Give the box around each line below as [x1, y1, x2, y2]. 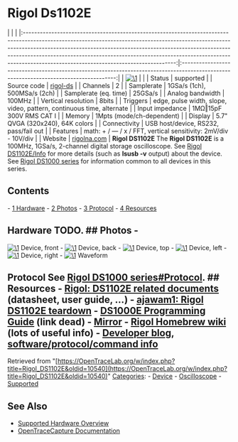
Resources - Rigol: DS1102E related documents [7, 282, 219, 294]
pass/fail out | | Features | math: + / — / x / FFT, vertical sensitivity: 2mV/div [7, 126, 229, 135]
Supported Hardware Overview [17, 419, 109, 428]
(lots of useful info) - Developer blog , [7, 327, 175, 339]
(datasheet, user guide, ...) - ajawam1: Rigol [7, 293, 204, 306]
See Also [7, 400, 48, 412]
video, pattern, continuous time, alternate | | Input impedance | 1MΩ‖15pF [7, 104, 222, 112]
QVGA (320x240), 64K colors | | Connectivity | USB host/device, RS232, [7, 119, 219, 127]
